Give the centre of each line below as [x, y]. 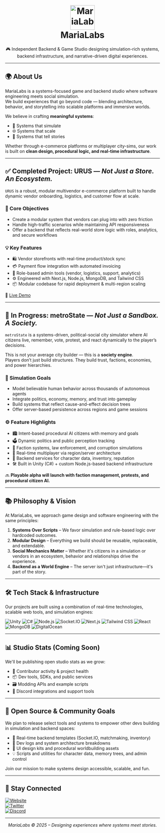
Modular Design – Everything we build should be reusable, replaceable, [85, 541]
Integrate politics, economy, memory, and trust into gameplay [74, 399]
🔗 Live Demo [18, 295]
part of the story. [29, 572]
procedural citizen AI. [27, 480]
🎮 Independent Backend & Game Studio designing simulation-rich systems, [82, 49]
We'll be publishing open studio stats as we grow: [55, 662]
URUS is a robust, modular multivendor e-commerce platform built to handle [81, 191]
